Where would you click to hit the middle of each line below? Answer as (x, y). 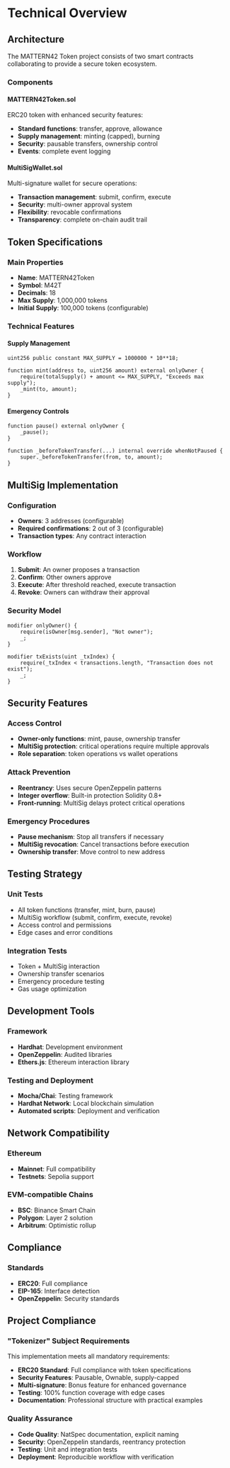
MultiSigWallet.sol (35, 168)
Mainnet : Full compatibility (57, 1168)
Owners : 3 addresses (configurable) (71, 521)
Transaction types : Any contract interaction (82, 536)
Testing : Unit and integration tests (68, 1449)
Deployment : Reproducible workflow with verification (96, 1457)
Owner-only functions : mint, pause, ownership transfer (99, 739)
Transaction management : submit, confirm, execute (94, 197)
